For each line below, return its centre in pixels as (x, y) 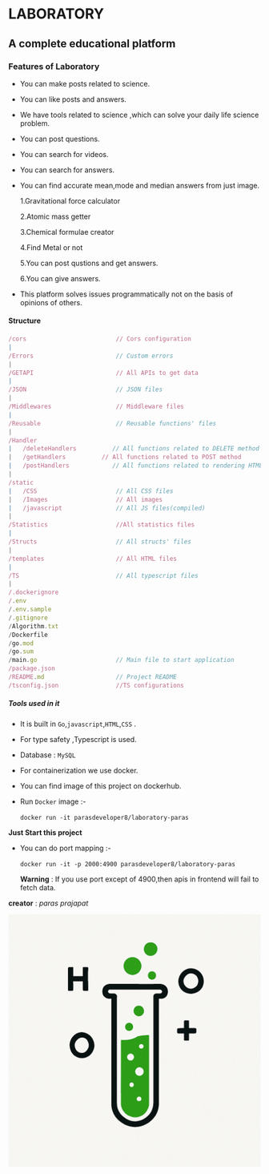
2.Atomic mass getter (55, 216)
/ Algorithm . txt (34, 626)
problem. (35, 123)
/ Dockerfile (28, 635)
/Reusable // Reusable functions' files (112, 423)
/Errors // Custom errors (91, 356)
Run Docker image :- (53, 801)
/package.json (32, 669)
